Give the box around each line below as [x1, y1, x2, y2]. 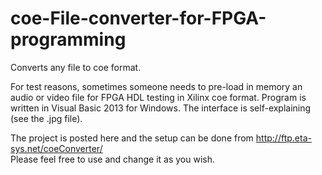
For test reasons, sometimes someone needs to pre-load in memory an [10, 80, 303, 92]
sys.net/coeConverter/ [10, 142, 103, 154]
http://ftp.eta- [255, 132, 312, 144]
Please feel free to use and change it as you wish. [10, 153, 216, 165]
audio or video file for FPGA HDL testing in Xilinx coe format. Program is [10, 91, 307, 103]
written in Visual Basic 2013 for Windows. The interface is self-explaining [10, 102, 312, 114]
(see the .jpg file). [10, 112, 83, 124]
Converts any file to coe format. [10, 61, 142, 73]
